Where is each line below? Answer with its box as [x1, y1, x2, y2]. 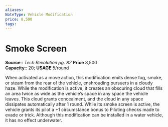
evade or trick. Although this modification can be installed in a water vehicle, [5, 112, 163, 118]
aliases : [5, 7, 24, 13]
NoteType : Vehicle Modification [5, 12, 73, 17]
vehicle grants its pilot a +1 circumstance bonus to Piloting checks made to [5, 106, 159, 113]
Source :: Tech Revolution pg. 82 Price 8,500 [5, 60, 98, 66]
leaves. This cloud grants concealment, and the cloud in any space [5, 96, 143, 102]
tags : [5, 21, 17, 27]
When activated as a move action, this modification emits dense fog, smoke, [5, 75, 163, 81]
